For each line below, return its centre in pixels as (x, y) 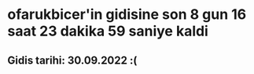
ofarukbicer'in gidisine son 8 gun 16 (127, 15)
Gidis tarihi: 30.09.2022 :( (72, 60)
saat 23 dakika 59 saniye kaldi (108, 31)
